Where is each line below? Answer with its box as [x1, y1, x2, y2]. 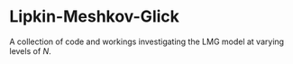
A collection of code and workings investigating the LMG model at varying [9, 36, 285, 47]
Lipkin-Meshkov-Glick [9, 6, 180, 27]
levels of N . [9, 45, 51, 56]
